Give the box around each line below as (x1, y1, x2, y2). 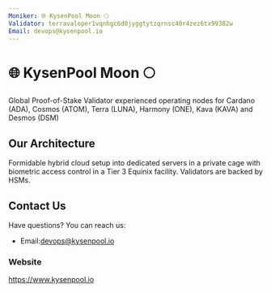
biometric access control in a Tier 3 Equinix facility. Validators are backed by (8, 167, 263, 177)
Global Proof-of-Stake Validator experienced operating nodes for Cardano (8, 96, 256, 105)
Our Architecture (8, 136, 95, 150)
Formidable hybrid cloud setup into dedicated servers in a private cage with (8, 158, 261, 168)
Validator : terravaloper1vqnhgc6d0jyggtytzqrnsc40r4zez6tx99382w (8, 19, 233, 28)
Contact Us (8, 199, 66, 213)
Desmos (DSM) (8, 113, 59, 122)
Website (8, 256, 42, 268)
